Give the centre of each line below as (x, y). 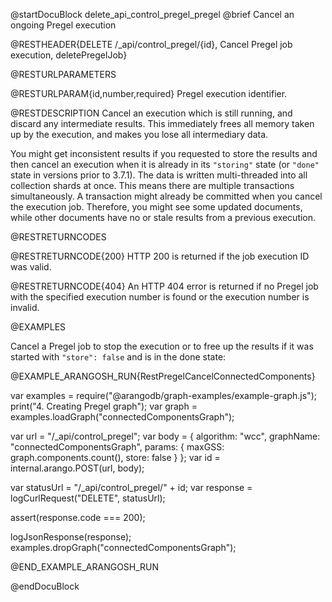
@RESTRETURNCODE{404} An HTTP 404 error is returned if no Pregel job (164, 286)
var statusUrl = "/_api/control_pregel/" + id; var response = (131, 487)
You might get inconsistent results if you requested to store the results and (164, 153)
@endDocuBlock (45, 586)
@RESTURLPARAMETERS (63, 74)
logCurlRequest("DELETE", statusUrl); (88, 498)
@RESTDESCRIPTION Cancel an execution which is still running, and (151, 113)
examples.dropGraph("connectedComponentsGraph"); (123, 547)
